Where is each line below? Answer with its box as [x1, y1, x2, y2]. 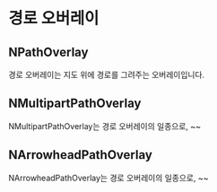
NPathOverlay [8, 44, 89, 59]
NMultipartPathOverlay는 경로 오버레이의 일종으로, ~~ [8, 120, 202, 131]
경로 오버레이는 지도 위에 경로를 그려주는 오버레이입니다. [8, 69, 205, 80]
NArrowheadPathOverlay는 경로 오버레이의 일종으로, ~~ [8, 172, 209, 183]
